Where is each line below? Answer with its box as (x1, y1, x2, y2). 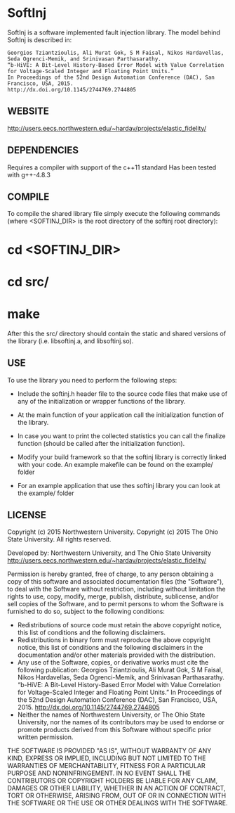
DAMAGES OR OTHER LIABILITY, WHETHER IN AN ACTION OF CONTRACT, (7, 784, 226, 793)
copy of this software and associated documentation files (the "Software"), (7, 577, 224, 586)
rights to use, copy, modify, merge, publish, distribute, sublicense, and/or (7, 592, 219, 601)
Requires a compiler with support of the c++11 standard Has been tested (7, 163, 217, 172)
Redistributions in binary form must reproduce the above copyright (17, 636, 210, 644)
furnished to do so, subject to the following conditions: (7, 607, 165, 616)
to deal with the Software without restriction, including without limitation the (7, 585, 226, 594)
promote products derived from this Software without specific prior (17, 726, 212, 734)
